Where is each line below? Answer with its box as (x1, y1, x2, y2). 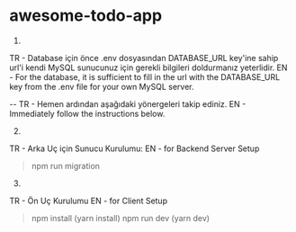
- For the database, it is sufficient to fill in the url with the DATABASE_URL (9, 71, 281, 82)
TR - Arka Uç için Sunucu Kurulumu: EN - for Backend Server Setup (9, 143, 260, 154)
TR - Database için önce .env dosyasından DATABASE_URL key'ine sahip (9, 52, 279, 63)
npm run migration (31, 160, 101, 171)
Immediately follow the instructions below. (9, 108, 166, 119)
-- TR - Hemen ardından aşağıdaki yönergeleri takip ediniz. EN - (9, 98, 247, 109)
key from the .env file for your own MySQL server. (9, 81, 194, 92)
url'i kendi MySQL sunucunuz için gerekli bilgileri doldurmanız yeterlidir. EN (9, 62, 288, 73)
